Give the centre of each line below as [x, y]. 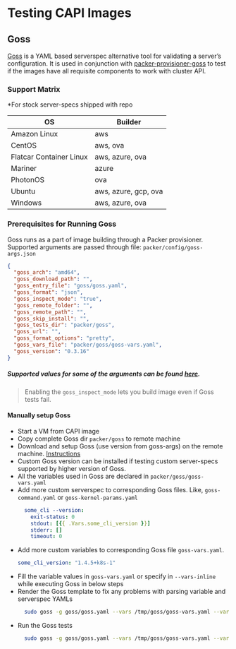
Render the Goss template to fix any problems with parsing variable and [122, 592]
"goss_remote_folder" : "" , [53, 305]
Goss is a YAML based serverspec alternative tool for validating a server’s [114, 56]
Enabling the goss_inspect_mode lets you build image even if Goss [119, 392]
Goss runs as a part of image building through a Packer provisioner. [105, 239]
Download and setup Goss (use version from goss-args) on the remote [120, 446]
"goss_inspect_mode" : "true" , [58, 299]
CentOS [24, 145]
